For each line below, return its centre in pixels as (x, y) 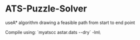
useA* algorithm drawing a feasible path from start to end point (70, 22)
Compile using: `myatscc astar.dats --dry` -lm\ (53, 32)
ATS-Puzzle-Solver (46, 9)
